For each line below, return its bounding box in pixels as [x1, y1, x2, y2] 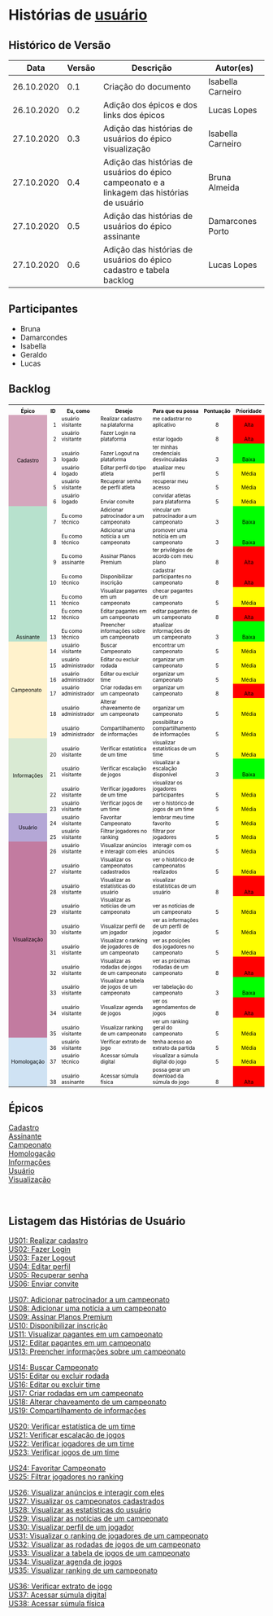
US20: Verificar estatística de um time [8, 1421, 136, 1431]
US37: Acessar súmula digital [8, 1590, 107, 1600]
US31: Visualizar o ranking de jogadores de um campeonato [8, 1531, 209, 1541]
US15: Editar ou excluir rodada [8, 1371, 110, 1381]
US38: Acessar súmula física [8, 1599, 106, 1609]
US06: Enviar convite [8, 1279, 80, 1289]
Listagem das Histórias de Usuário [8, 1214, 186, 1227]
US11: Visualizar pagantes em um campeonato [8, 1329, 163, 1339]
